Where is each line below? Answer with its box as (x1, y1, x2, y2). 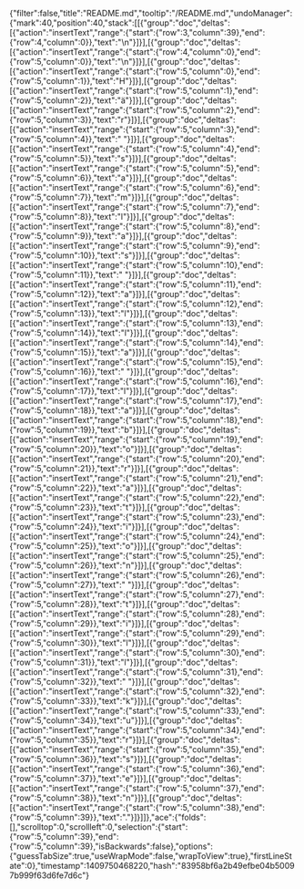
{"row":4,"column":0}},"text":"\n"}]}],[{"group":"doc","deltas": (9, 36, 241, 47)
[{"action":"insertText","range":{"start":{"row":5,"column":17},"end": (9, 396, 263, 406)
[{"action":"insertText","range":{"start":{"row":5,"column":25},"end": (9, 551, 266, 561)
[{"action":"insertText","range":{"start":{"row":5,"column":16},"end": (9, 376, 264, 387)
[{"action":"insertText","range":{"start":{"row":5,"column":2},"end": (9, 105, 260, 115)
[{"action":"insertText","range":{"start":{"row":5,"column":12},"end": (9, 298, 264, 309)
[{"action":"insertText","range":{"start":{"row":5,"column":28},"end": (9, 608, 266, 619)
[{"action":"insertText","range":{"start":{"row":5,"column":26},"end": (9, 570, 266, 580)
